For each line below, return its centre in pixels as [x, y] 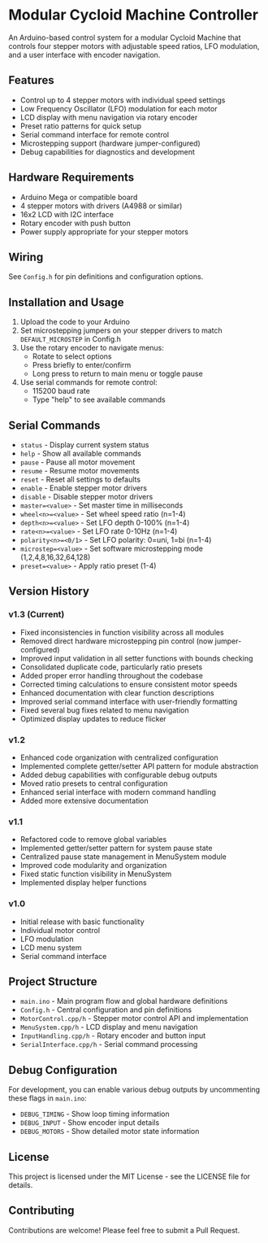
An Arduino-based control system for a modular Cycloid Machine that [125, 37]
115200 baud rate [61, 391]
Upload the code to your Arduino [75, 322]
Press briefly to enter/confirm [82, 365]
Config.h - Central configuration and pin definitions [106, 1010]
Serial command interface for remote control [95, 134]
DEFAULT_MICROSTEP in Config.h [71, 339]
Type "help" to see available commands [99, 399]
